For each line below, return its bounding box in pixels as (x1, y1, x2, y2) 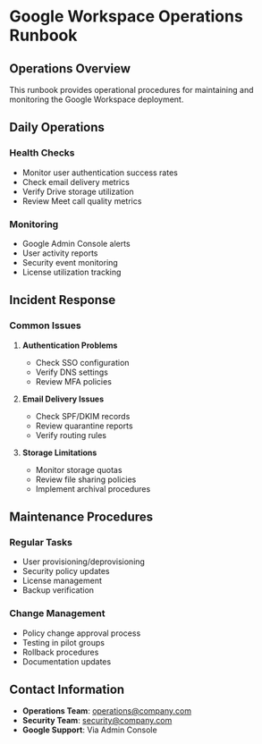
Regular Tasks (9, 536, 73, 548)
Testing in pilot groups (21, 637, 106, 647)
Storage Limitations (21, 447, 97, 458)
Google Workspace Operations (9, 6, 243, 27)
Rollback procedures (21, 647, 99, 657)
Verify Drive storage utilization (21, 186, 134, 197)
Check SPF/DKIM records (35, 410, 131, 421)
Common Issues (9, 319, 82, 332)
